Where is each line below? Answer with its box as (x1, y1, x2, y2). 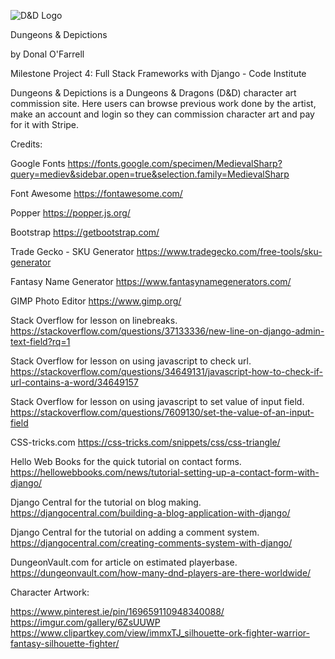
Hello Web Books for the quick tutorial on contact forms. (10, 456, 242, 467)
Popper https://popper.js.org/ (10, 207, 131, 219)
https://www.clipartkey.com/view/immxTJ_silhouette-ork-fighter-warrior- (10, 627, 310, 639)
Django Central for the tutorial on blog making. (10, 496, 202, 508)
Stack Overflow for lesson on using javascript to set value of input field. (10, 396, 305, 407)
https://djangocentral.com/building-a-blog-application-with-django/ (10, 507, 291, 519)
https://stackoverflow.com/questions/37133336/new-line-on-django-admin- (10, 325, 325, 337)
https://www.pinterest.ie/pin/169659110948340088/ (10, 606, 225, 617)
